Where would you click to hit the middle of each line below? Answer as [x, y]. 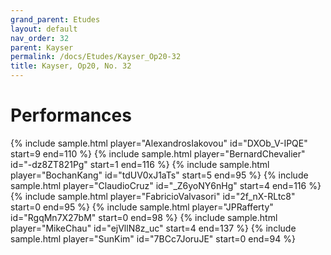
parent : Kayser [42, 47]
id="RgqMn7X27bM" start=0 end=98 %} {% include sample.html [144, 217]
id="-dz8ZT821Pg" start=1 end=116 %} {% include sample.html [140, 164]
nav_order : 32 [40, 38]
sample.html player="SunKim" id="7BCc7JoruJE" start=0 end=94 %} [153, 238]
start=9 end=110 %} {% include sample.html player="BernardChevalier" [158, 153]
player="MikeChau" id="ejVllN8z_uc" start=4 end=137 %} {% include [153, 228]
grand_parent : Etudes [55, 19]
